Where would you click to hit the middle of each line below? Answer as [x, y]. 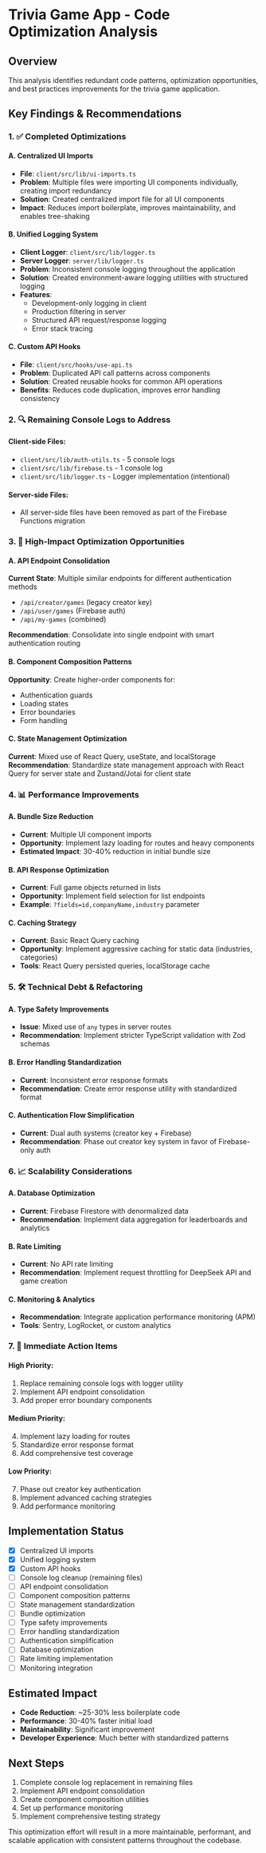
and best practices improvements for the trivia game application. [114, 89]
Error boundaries [47, 712]
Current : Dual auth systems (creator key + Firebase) [106, 1133]
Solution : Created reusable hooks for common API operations [121, 381]
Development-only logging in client [89, 303]
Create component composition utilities [84, 1799]
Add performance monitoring [67, 1506]
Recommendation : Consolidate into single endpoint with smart [111, 635]
